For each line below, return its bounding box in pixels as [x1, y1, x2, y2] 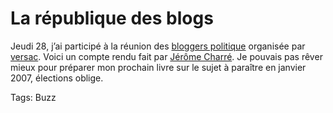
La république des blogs [10, 7, 214, 30]
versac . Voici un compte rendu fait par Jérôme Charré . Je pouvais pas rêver [10, 50, 323, 62]
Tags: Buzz [10, 91, 57, 103]
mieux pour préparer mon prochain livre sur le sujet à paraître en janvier [10, 61, 307, 73]
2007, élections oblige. [10, 72, 104, 84]
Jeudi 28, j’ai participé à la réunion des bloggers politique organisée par [10, 40, 306, 52]
